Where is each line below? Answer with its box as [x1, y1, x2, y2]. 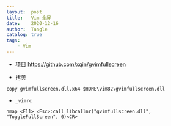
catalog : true [6, 32, 43, 38]
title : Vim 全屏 [6, 15, 51, 21]
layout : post [6, 9, 43, 15]
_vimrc [15, 97, 32, 104]
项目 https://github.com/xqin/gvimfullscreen [15, 61, 126, 68]
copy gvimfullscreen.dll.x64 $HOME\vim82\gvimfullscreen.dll [6, 86, 166, 92]
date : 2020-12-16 [6, 20, 59, 26]
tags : [6, 37, 20, 43]
